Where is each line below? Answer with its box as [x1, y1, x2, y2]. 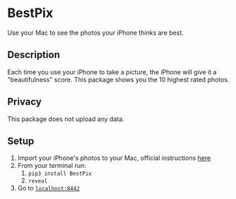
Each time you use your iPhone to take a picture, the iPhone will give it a [7, 67, 217, 76]
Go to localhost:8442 [17, 184, 80, 193]
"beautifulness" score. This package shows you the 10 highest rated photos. [7, 75, 230, 84]
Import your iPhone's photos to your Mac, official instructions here [17, 154, 211, 162]
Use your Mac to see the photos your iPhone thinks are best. [7, 28, 184, 37]
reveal [28, 178, 48, 185]
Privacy [7, 96, 42, 108]
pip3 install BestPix [28, 170, 92, 178]
